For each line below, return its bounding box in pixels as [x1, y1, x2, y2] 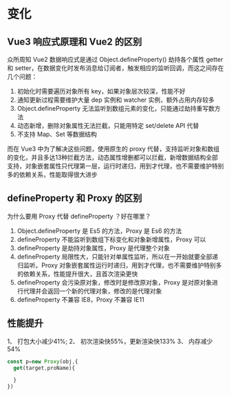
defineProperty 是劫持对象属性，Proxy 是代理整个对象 [16, 243, 170, 252]
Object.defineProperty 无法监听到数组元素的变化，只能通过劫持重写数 [16, 104, 215, 112]
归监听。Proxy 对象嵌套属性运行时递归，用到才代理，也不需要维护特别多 [16, 261, 222, 269]
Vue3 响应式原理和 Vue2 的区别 [7, 36, 142, 47]
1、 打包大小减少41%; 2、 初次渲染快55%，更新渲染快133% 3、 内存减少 [7, 337, 213, 345]
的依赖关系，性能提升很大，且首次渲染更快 [16, 269, 138, 278]
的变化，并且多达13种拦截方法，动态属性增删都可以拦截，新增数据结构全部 [7, 153, 219, 162]
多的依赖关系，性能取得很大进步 [7, 170, 98, 179]
